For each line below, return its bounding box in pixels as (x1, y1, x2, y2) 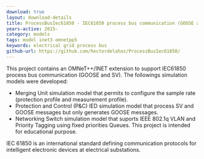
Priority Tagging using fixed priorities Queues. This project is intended (15, 122, 191, 129)
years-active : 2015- (6, 25, 59, 32)
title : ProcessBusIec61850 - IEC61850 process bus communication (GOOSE (6, 20, 194, 26)
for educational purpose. (15, 128, 77, 135)
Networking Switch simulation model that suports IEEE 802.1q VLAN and (15, 115, 196, 122)
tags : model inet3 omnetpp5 (6, 37, 78, 43)
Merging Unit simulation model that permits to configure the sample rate (15, 89, 196, 97)
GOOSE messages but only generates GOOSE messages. (15, 108, 159, 115)
